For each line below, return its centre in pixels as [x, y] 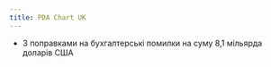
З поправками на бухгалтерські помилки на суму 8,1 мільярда [142, 43]
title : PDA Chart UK [48, 17]
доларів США [48, 52]
